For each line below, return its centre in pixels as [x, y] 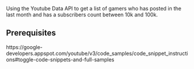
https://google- [24, 47]
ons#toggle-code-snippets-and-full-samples [60, 59]
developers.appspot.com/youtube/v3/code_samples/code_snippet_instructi [97, 53]
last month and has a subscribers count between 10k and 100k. [82, 15]
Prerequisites [31, 33]
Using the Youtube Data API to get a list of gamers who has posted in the [94, 8]
